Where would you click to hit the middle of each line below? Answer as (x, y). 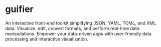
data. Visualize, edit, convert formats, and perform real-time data (72, 28)
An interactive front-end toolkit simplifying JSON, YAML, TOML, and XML (81, 23)
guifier (19, 9)
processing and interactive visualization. (47, 39)
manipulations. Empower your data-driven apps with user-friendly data (78, 33)
